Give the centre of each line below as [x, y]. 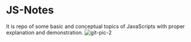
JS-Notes [30, 10]
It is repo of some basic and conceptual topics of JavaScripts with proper [96, 26]
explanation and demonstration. [45, 32]
